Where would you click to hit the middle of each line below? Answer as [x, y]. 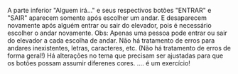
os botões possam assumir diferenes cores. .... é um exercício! [99, 63]
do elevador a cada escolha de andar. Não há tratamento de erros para [111, 41]
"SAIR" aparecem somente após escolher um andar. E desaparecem [107, 18]
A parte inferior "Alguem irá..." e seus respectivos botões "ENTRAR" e [109, 10]
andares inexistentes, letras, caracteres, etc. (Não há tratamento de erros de [119, 48]
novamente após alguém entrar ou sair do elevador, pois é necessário [109, 25]
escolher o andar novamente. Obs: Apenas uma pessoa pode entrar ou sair [117, 33]
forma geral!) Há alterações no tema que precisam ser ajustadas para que [115, 55]
